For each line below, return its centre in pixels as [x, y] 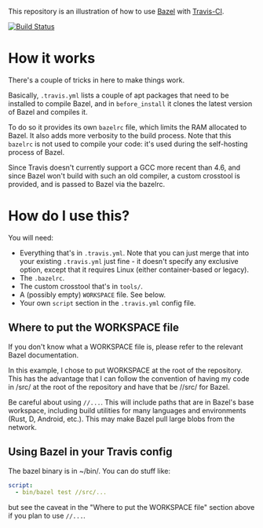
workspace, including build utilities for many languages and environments [127, 410]
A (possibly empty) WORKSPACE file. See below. [93, 295]
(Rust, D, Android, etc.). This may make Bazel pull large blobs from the [122, 419]
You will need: [31, 237]
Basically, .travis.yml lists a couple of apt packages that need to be [119, 95]
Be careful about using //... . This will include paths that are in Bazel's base [131, 402]
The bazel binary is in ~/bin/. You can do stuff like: [89, 471]
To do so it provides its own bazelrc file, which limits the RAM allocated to [128, 127]
